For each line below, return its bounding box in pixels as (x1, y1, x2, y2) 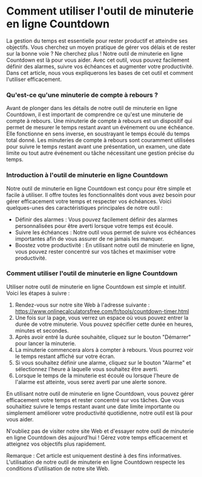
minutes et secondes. (15, 326, 69, 334)
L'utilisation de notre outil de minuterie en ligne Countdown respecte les (6, 458, 186, 466)
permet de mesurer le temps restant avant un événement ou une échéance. (6, 124, 195, 131)
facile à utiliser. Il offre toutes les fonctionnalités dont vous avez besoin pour (6, 191, 196, 198)
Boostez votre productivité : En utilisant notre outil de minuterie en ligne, (15, 241, 195, 248)
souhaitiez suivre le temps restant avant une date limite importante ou (6, 403, 180, 410)
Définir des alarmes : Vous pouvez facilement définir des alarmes (15, 216, 178, 223)
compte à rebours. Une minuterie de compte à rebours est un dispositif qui (6, 117, 192, 125)
